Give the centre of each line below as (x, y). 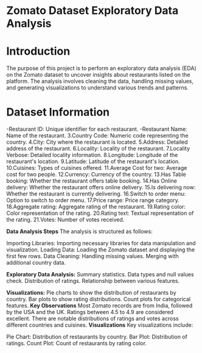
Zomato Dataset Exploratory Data (92, 11)
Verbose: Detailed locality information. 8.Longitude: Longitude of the (92, 155)
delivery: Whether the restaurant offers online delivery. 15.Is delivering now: (101, 187)
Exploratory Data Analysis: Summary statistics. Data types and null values (100, 274)
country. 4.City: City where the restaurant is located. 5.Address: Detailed (97, 142)
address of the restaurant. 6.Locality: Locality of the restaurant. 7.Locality (98, 149)
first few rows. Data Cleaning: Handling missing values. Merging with (92, 256)
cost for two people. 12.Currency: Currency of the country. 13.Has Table (96, 175)
